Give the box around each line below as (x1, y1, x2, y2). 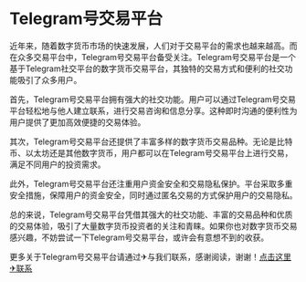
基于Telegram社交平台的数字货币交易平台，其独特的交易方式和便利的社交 (9, 63, 285, 74)
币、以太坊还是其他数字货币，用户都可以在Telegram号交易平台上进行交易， (9, 147, 293, 158)
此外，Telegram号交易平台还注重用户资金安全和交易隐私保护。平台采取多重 (9, 178, 293, 189)
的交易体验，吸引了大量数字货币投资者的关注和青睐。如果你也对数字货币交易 (9, 220, 298, 231)
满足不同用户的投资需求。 (9, 159, 106, 170)
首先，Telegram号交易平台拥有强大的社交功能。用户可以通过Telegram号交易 (9, 93, 297, 105)
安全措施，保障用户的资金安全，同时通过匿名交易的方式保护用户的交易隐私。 (9, 189, 298, 201)
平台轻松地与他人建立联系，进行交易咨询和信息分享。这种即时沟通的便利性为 (9, 105, 298, 116)
